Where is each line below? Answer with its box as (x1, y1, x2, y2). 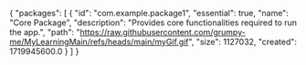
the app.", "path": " (9, 27, 80, 37)
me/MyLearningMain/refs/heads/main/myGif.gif (9, 36, 189, 47)
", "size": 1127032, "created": (188, 36, 298, 47)
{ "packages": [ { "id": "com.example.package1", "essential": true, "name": (9, 8, 290, 18)
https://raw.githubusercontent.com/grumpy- (79, 27, 247, 37)
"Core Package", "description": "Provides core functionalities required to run (9, 17, 298, 28)
